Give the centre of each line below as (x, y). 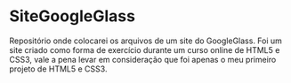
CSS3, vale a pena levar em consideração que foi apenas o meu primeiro (143, 59)
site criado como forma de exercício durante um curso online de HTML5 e (145, 49)
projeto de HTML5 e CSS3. (58, 69)
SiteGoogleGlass (73, 16)
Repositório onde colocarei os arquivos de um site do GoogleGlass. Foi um (146, 41)
